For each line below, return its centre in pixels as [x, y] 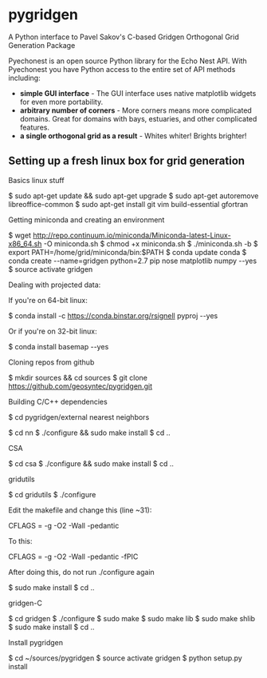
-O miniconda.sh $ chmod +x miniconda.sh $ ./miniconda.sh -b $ [151, 243]
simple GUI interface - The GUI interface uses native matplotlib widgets [138, 93]
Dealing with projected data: [55, 285]
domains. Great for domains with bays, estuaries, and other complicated [138, 118]
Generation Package [42, 45]
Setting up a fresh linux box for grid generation [127, 161]
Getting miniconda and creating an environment [86, 219]
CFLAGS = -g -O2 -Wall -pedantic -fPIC [73, 556]
